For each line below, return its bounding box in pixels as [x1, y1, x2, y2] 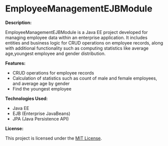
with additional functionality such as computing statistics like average [5, 45, 149, 51]
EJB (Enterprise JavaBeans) [12, 110, 71, 116]
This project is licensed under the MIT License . [5, 135, 102, 141]
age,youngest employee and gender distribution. [5, 50, 106, 56]
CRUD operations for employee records [12, 69, 94, 75]
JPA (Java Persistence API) [12, 115, 69, 121]
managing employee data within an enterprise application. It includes [5, 34, 148, 40]
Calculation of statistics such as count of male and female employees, [12, 75, 157, 81]
